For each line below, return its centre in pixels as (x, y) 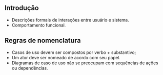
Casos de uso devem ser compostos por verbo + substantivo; (74, 52)
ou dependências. (30, 68)
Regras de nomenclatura (43, 40)
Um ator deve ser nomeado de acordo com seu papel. (66, 57)
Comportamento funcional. (39, 25)
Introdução (22, 8)
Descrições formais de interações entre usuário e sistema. (70, 20)
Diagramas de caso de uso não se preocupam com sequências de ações (85, 63)
